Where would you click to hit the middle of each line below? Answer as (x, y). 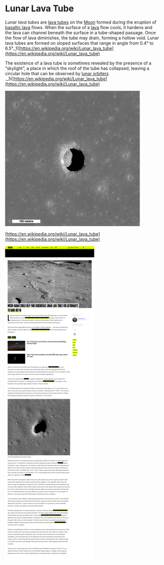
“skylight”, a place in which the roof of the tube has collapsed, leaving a (77, 68)
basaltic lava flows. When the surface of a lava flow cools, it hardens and (79, 27)
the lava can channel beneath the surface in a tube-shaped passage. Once (81, 32)
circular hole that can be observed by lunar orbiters (57, 73)
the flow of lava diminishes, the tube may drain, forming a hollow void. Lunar (82, 38)
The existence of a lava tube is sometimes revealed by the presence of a (78, 63)
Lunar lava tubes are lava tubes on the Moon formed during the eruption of (81, 22)
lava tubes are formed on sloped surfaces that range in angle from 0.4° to (80, 43)
